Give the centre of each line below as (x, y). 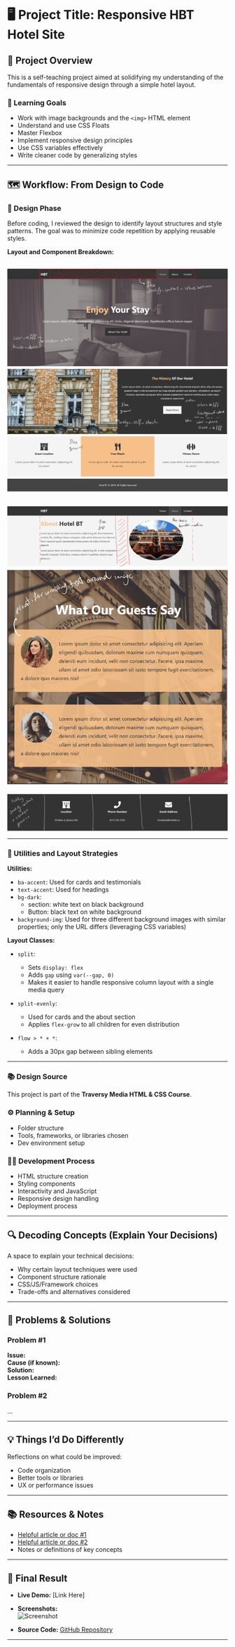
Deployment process (48, 1206)
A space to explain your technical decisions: (71, 1256)
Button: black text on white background (85, 912)
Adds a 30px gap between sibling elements (90, 1052)
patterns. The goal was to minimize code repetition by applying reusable (111, 230)
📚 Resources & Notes (56, 1514)
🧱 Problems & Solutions (59, 1320)
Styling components (46, 1183)
